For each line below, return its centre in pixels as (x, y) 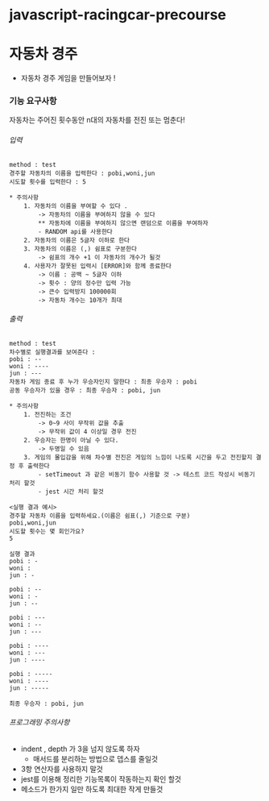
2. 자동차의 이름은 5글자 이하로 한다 (77, 240)
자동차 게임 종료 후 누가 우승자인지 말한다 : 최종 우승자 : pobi (103, 382)
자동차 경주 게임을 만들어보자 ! (68, 78)
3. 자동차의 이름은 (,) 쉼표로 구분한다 (81, 249)
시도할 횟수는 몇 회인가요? (47, 531)
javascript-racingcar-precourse (118, 15)
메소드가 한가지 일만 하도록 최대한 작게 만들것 (92, 789)
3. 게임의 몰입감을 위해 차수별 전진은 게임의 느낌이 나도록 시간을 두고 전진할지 (138, 457)
